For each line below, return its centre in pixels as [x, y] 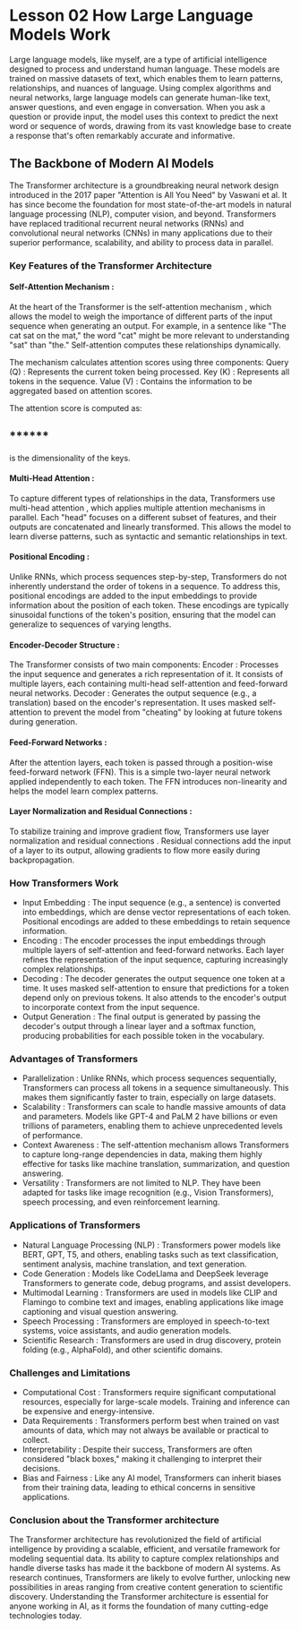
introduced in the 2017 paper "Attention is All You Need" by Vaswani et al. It [148, 194]
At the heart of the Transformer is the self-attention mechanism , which [141, 306]
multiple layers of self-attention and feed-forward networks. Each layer [153, 950]
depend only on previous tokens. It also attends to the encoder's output [154, 998]
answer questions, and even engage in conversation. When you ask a [137, 107]
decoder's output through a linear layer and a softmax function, [139, 1026]
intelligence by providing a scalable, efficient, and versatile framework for [145, 1549]
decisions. [41, 1468]
